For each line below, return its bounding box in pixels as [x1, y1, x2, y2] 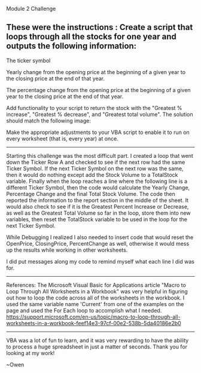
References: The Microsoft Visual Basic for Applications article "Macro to [6, 281, 187, 289]
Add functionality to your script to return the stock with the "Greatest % [6, 104, 182, 111]
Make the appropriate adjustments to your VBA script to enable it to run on [6, 129, 190, 136]
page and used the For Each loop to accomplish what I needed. [6, 307, 162, 314]
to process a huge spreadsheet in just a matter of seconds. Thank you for [6, 343, 187, 350]
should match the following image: [6, 117, 92, 124]
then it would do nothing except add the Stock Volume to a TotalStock [6, 171, 178, 178]
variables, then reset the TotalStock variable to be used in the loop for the [6, 215, 187, 223]
